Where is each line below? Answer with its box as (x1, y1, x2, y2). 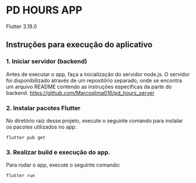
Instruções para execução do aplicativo (6, 40, 153, 50)
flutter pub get (6, 134, 45, 140)
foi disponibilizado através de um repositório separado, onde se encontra (6, 77, 183, 84)
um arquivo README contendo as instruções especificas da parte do (6, 83, 172, 90)
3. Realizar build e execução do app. (6, 148, 111, 156)
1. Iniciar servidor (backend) (6, 57, 87, 65)
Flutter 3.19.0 (6, 23, 37, 30)
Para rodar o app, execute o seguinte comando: (6, 161, 121, 168)
